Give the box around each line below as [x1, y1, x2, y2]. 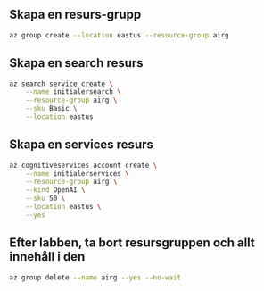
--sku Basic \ [25, 104, 78, 113]
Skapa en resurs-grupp [9, 7, 142, 22]
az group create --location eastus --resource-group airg [9, 30, 229, 39]
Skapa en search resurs [9, 55, 144, 71]
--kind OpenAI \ [25, 186, 87, 195]
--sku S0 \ [25, 194, 66, 204]
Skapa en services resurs [9, 137, 154, 153]
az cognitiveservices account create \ [9, 161, 158, 170]
